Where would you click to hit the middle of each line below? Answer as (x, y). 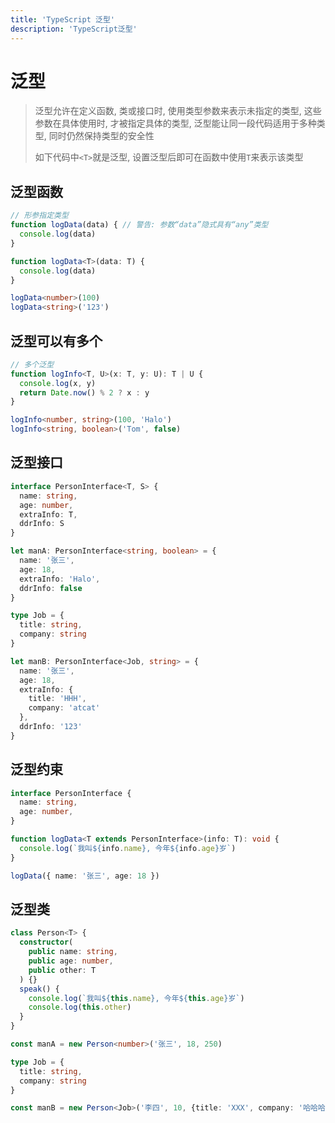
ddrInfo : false (51, 588)
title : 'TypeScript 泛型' (62, 19)
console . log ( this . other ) (80, 1007)
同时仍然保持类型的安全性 (101, 136)
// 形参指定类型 (39, 216)
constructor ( (46, 942)
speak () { (39, 989)
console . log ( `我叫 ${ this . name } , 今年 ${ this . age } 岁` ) (136, 998)
